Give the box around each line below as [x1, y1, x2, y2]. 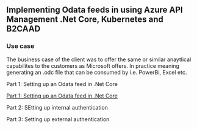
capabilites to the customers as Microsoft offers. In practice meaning [6, 62, 180, 69]
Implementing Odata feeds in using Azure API [6, 5, 183, 15]
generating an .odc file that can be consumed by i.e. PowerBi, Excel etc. [6, 68, 187, 76]
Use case [6, 42, 35, 50]
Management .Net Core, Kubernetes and [6, 15, 163, 25]
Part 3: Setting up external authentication [6, 115, 110, 123]
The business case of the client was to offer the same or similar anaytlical [6, 56, 192, 63]
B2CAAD [6, 24, 41, 34]
